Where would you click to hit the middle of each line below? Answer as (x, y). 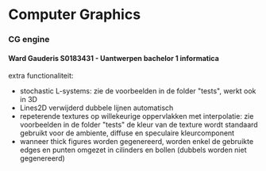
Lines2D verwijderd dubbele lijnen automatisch (96, 108)
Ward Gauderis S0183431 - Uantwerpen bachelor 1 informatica (114, 58)
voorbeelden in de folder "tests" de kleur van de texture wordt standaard (139, 125)
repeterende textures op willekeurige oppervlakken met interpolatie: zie (137, 116)
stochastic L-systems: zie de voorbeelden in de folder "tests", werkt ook (138, 91)
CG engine (29, 40)
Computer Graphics (75, 15)
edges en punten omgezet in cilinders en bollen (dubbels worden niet (133, 150)
